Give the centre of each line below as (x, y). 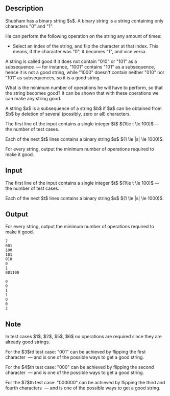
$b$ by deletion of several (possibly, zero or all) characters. (68, 114)
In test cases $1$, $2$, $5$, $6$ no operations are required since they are (84, 337)
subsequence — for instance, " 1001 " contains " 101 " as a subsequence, (80, 67)
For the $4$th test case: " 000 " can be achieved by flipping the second (80, 367)
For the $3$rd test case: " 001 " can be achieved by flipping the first (76, 352)
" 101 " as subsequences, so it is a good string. (53, 78)
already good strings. (28, 342)
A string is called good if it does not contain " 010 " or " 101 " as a (71, 61)
